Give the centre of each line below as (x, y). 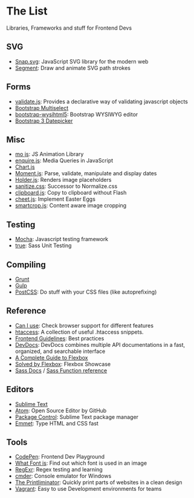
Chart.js (25, 167)
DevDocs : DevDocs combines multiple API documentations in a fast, (100, 344)
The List (27, 11)
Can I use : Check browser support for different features (84, 325)
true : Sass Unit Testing (43, 245)
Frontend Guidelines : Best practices (60, 338)
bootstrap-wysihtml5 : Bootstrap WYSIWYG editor (76, 114)
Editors (20, 390)
